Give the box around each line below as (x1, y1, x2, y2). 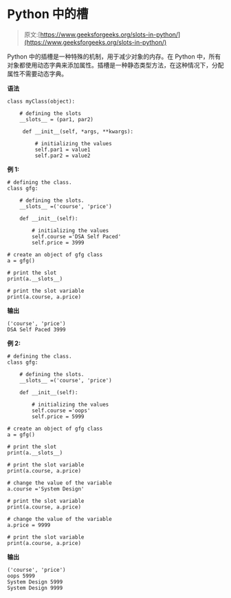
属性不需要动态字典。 (7, 70, 67, 78)
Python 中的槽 (7, 6, 89, 22)
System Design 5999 (7, 578, 63, 586)
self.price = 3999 (32, 239, 85, 246)
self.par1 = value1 (34, 146, 91, 153)
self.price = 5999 (32, 413, 85, 420)
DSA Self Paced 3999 (7, 326, 67, 333)
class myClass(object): (7, 98, 76, 105)
